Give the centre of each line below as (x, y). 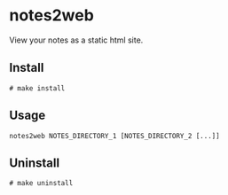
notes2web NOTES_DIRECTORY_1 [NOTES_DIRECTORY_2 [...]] (114, 136)
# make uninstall (41, 183)
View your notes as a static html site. (76, 40)
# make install (37, 88)
